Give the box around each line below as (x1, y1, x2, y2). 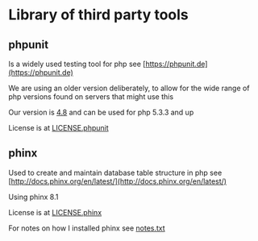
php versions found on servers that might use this (8, 92, 174, 102)
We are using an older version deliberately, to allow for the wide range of (8, 83, 250, 93)
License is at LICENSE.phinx (8, 207, 102, 217)
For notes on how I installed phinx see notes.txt (8, 223, 165, 233)
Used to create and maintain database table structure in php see (8, 168, 223, 177)
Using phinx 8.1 (8, 192, 59, 202)
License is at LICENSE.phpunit (8, 123, 109, 132)
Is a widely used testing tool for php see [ (8, 59, 146, 69)
